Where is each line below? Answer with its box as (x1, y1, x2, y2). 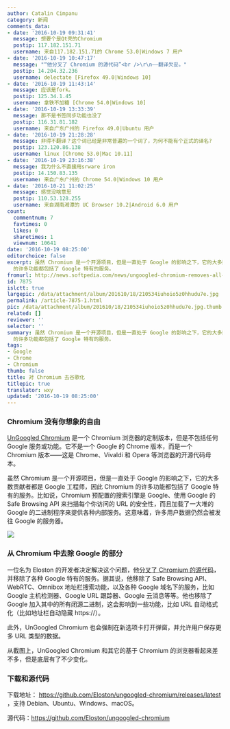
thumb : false (7, 367, 44, 374)
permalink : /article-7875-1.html (7, 297, 103, 304)
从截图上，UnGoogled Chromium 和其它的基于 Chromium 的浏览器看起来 (7, 646, 212, 654)
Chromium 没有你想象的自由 (7, 417, 101, 426)
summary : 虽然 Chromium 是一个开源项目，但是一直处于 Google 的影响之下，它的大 (7, 329, 218, 336)
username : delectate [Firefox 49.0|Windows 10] (13, 73, 152, 81)
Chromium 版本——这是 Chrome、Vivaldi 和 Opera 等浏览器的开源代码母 (7, 451, 212, 459)
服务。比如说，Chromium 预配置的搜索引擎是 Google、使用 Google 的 (18, 491, 216, 500)
